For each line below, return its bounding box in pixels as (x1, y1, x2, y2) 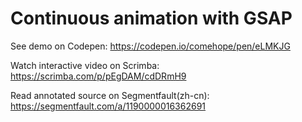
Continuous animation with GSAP (10, 7, 293, 30)
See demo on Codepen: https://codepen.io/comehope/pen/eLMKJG (10, 40, 291, 52)
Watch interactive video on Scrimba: (10, 59, 160, 71)
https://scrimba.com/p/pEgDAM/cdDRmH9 (10, 70, 187, 82)
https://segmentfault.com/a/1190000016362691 (10, 100, 207, 112)
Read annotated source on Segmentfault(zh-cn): (10, 89, 210, 101)
